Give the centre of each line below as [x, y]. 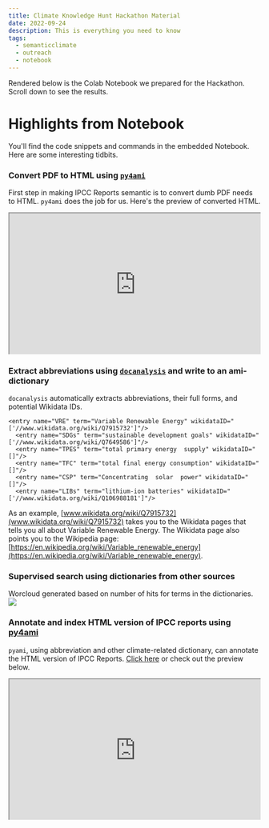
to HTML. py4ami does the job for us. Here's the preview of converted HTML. [134, 202]
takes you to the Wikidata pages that [186, 522]
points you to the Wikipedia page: [64, 538]
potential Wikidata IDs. [45, 406]
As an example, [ [36, 513]
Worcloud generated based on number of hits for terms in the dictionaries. [131, 594]
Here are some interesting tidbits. [63, 154]
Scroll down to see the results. [58, 91]
